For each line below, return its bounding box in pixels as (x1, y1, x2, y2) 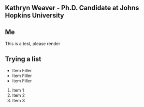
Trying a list (5, 55, 42, 63)
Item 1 (12, 87, 24, 93)
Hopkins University (5, 12, 64, 20)
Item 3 (12, 98, 25, 104)
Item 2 (12, 92, 25, 98)
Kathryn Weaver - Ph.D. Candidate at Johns (5, 4, 139, 12)
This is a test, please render (5, 41, 60, 46)
